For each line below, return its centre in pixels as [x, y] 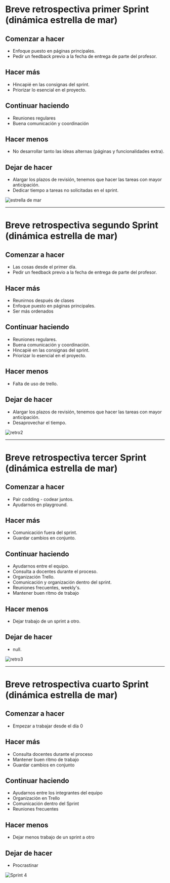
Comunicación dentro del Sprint [46, 803]
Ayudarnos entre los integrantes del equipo [57, 793]
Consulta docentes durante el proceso [52, 754]
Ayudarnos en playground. [40, 505]
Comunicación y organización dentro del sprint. [62, 582]
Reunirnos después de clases [43, 300]
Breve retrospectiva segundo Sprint [82, 225]
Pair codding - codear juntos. [43, 499]
